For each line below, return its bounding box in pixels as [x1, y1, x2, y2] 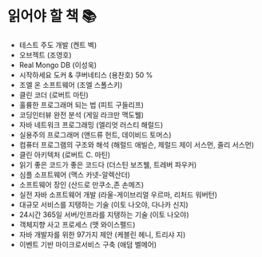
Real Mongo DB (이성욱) [18, 60, 97, 69]
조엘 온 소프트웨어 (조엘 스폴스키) [18, 80, 123, 89]
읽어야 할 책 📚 [7, 7, 97, 26]
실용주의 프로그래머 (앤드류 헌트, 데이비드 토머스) [18, 129, 173, 140]
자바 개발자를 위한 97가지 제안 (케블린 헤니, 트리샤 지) [18, 229, 186, 239]
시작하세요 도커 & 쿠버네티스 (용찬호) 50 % [18, 69, 153, 80]
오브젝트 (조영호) [18, 49, 73, 60]
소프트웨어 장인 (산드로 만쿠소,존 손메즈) [18, 180, 145, 189]
